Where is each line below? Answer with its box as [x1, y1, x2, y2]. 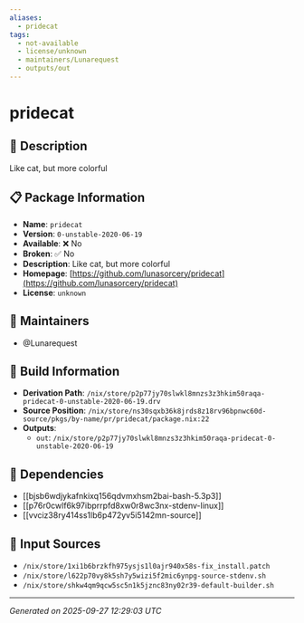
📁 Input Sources [9, 536, 101, 551]
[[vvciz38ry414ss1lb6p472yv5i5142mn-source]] [22, 510, 202, 521]
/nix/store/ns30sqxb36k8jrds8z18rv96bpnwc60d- [87, 407, 267, 417]
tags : [9, 30, 30, 39]
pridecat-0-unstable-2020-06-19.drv [22, 398, 161, 407]
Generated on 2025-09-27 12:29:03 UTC [9, 605, 162, 616]
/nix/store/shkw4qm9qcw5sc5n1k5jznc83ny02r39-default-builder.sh [22, 580, 274, 589]
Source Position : [22, 405, 86, 417]
